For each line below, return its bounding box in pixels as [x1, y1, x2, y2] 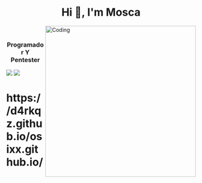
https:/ [6, 91, 41, 105]
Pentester [10, 56, 40, 64]
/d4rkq [6, 104, 41, 118]
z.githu [6, 117, 43, 130]
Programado [7, 40, 44, 49]
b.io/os [6, 130, 43, 144]
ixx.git [6, 143, 38, 156]
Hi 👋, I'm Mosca [61, 5, 141, 19]
